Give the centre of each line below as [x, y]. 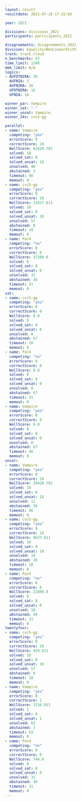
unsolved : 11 [22, 501]
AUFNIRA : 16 [21, 86]
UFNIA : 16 [19, 95]
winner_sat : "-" [21, 108]
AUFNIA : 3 [19, 81]
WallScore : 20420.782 [31, 483]
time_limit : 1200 [22, 63]
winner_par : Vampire [26, 103]
